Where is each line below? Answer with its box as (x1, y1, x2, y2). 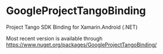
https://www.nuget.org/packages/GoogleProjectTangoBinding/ (6, 41, 157, 48)
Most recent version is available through (6, 35, 103, 42)
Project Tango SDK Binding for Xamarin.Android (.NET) (6, 23, 138, 31)
